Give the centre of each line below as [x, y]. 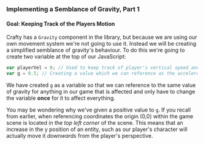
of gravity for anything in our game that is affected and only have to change [101, 91]
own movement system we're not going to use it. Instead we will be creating [101, 44]
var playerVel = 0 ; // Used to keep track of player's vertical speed [97, 68]
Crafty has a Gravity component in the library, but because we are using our [102, 37]
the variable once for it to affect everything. [61, 98]
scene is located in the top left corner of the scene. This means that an [95, 122]
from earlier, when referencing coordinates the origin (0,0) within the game [100, 116]
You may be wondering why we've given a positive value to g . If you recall [99, 110]
